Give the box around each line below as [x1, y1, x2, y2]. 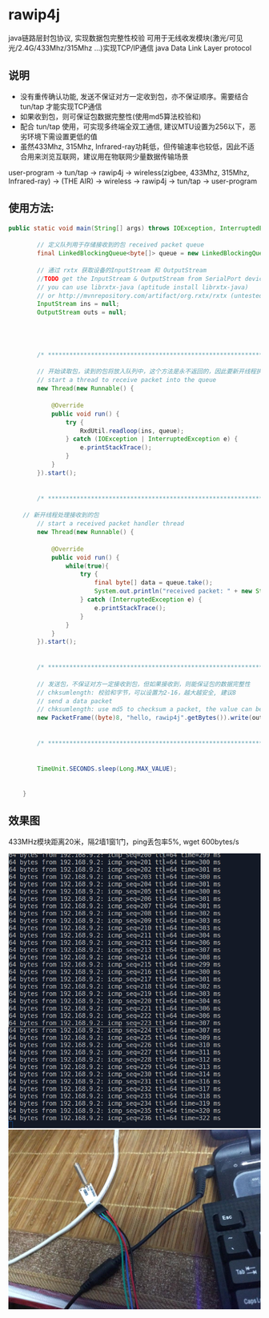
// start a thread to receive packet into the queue [37, 376, 217, 384]
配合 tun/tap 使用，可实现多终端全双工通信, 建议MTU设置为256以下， [19, 122, 250, 131]
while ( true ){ [65, 562, 110, 570]
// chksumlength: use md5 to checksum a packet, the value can [37, 705, 252, 713]
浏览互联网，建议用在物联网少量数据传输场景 [41, 151, 189, 161]
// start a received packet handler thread [37, 520, 184, 528]
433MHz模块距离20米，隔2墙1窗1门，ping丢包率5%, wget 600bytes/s [8, 837, 239, 846]
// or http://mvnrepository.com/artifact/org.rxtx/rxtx [37, 291, 227, 299]
